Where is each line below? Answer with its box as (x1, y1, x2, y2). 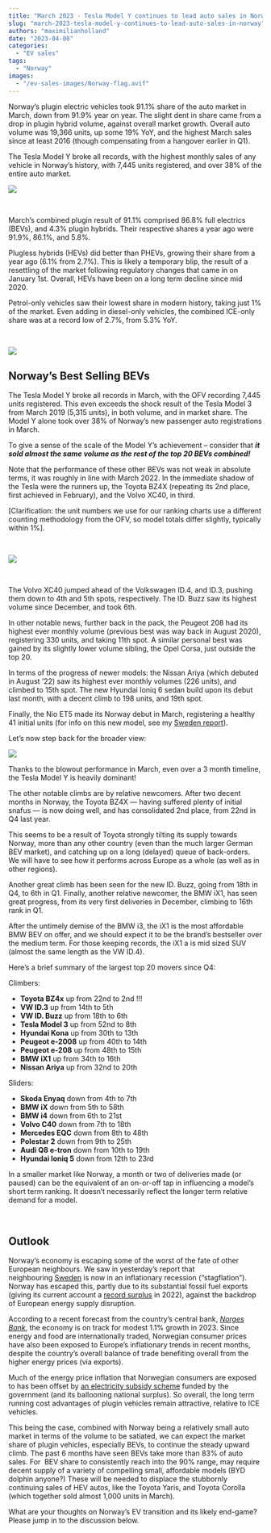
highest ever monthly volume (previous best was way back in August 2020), (8, 626, 261, 636)
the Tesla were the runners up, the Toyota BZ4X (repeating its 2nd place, (8, 482, 251, 492)
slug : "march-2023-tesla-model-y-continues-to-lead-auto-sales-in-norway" (8, 19, 265, 27)
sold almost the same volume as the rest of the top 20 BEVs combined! (8, 449, 252, 459)
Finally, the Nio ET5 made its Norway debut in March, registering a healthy (8, 710, 256, 719)
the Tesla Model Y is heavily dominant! (8, 773, 137, 783)
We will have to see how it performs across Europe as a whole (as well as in (8, 856, 260, 865)
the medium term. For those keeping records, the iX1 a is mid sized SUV (8, 938, 247, 949)
